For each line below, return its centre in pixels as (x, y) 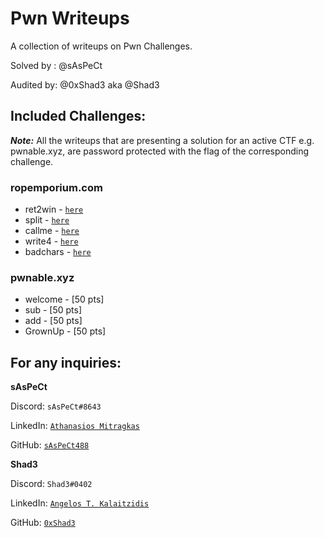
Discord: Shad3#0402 (51, 484)
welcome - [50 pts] (64, 299)
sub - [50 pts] (53, 310)
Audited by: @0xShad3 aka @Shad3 (85, 84)
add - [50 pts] (53, 321)
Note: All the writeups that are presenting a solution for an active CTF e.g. (162, 140)
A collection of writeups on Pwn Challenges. (101, 46)
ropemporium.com (56, 187)
